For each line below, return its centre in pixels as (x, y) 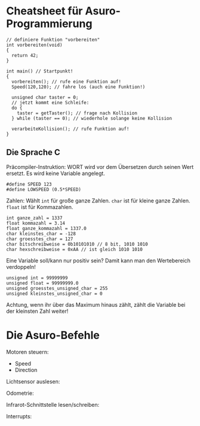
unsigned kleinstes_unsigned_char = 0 (54, 294)
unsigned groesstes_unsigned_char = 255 (57, 288)
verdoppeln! (21, 267)
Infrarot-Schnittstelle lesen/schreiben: (53, 404)
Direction (26, 370)
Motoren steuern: (27, 352)
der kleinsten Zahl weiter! (37, 311)
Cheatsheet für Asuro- (64, 11)
